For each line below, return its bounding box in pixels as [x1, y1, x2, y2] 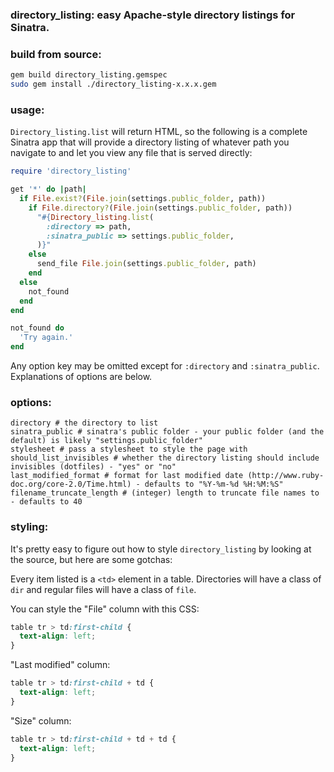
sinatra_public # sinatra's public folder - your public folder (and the [10, 427, 325, 437]
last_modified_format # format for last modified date [10, 471, 244, 481]
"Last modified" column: [10, 659, 111, 671]
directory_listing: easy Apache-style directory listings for [10, 8, 296, 22]
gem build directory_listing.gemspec [10, 70, 168, 80]
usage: [10, 103, 45, 117]
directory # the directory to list [10, 418, 159, 428]
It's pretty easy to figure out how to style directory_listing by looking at [10, 543, 312, 555]
